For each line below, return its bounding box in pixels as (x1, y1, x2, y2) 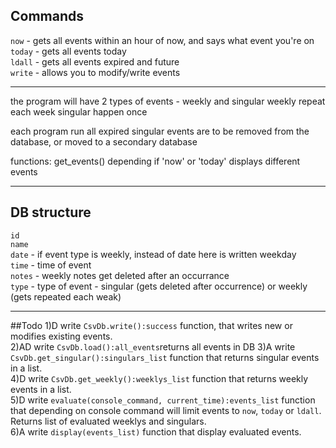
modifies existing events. (10, 330, 113, 342)
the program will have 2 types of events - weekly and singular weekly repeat (10, 95, 326, 107)
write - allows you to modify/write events (10, 66, 181, 78)
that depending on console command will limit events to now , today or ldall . (10, 404, 322, 416)
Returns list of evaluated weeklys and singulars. (10, 415, 207, 427)
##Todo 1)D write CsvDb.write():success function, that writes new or (10, 319, 293, 331)
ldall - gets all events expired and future (10, 55, 180, 68)
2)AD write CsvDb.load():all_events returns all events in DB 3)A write (10, 340, 296, 353)
